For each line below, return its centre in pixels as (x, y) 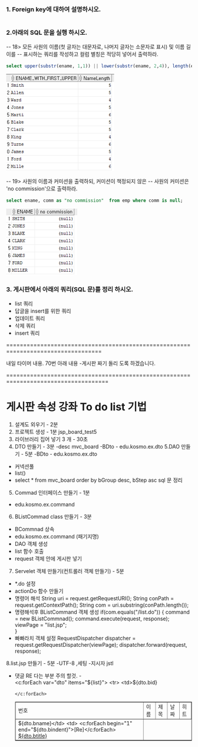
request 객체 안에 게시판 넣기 (48, 558)
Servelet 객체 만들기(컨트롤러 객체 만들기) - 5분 (70, 571)
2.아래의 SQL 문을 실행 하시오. (47, 32)
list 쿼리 (24, 303)
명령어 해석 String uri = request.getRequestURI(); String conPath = (94, 598)
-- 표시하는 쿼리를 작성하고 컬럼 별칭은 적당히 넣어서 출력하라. (88, 54)
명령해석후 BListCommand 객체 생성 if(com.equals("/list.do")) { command (102, 612)
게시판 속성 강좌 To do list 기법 (77, 407)
